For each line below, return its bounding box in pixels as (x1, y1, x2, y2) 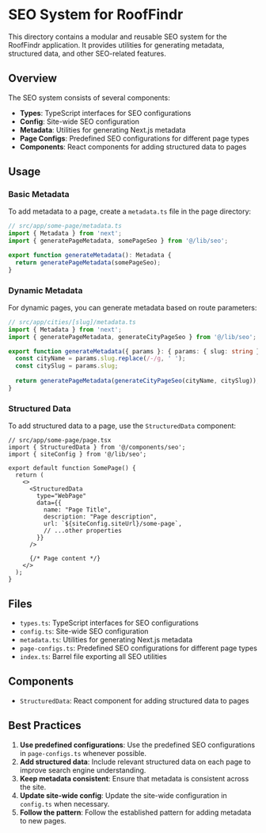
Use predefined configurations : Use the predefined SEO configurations (19, 740, 256, 750)
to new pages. (19, 816, 66, 825)
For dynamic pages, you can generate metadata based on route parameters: (8, 303, 257, 312)
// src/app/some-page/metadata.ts (8, 222, 123, 230)
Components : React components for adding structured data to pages (19, 141, 247, 152)
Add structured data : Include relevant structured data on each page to (19, 757, 251, 766)
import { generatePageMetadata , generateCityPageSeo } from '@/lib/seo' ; (8, 333, 257, 341)
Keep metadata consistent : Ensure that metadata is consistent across (19, 773, 249, 783)
